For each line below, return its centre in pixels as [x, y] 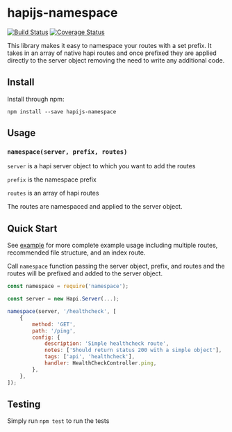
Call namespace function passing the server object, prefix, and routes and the [116, 266]
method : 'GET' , [54, 324]
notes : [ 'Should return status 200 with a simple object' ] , [133, 350]
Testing [24, 404]
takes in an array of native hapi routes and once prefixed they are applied [112, 53]
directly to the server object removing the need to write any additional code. [116, 60]
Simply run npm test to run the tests [58, 421]
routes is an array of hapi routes [53, 193]
